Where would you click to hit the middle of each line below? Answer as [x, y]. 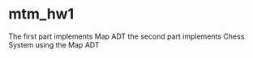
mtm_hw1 [41, 14]
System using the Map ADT [54, 44]
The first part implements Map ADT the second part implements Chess [126, 36]
